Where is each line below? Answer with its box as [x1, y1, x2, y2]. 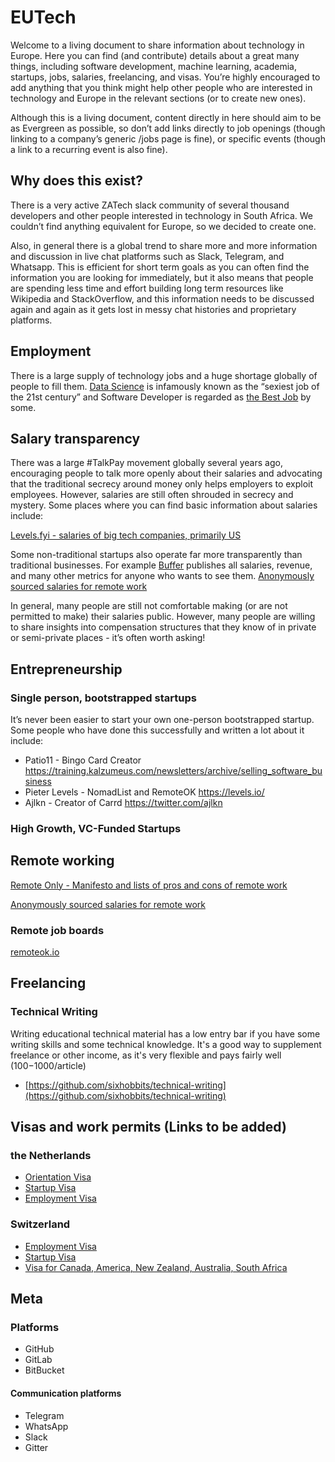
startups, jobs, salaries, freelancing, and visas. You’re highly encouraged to [10, 71, 321, 83]
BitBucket [24, 1364, 65, 1376]
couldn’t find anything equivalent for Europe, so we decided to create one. [10, 220, 317, 232]
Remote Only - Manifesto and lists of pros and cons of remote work [10, 879, 288, 891]
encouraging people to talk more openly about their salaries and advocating [10, 467, 323, 480]
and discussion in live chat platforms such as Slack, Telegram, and [10, 250, 285, 262]
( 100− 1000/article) [10, 1059, 87, 1071]
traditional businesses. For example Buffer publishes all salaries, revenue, [10, 559, 313, 571]
